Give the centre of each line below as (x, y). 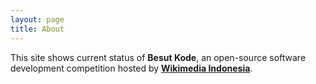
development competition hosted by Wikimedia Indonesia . (131, 68)
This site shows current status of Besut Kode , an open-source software (158, 57)
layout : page (37, 19)
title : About (37, 29)
